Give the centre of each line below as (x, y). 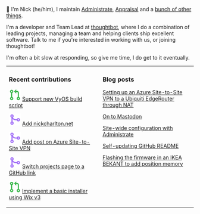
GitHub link (22, 173)
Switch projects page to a (53, 166)
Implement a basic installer (55, 191)
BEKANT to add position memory (143, 164)
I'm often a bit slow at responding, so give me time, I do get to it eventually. (98, 58)
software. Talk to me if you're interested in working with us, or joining (91, 40)
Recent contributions (40, 79)
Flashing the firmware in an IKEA (143, 157)
